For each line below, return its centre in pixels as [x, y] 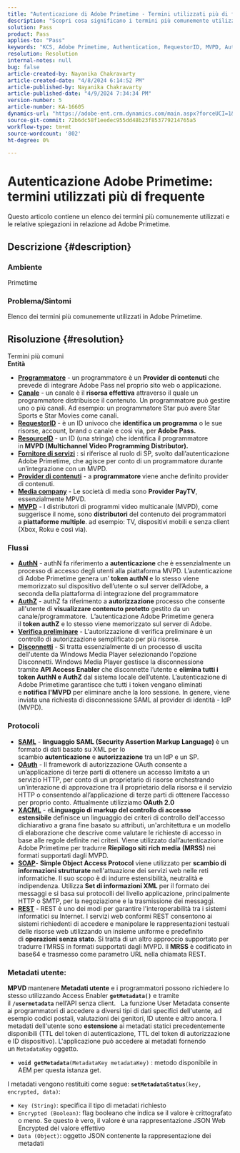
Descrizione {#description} [70, 247]
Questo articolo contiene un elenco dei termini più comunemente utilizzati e [119, 217]
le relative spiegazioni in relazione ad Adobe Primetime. [89, 224]
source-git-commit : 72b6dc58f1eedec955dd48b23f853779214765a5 [102, 120]
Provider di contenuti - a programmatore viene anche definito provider [123, 476]
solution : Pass [30, 27]
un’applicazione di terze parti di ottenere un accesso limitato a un [114, 772]
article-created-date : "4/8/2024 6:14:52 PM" [76, 80]
